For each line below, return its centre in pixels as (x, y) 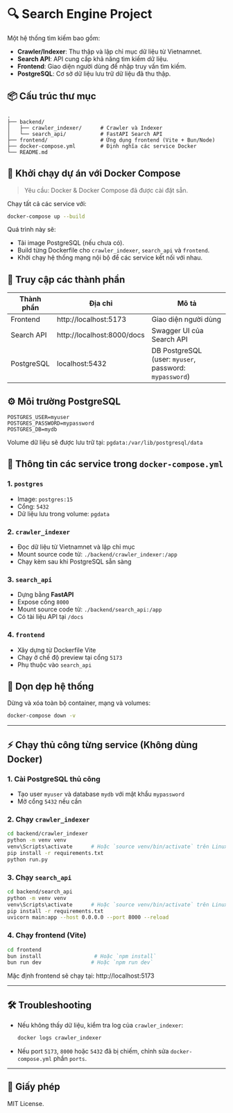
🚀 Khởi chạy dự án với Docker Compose (94, 174)
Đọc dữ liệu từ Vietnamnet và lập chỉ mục (76, 547)
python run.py (28, 859)
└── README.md (28, 152)
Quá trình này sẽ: (32, 230)
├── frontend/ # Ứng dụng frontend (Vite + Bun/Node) (111, 140)
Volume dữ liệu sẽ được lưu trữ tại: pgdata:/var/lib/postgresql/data (105, 443)
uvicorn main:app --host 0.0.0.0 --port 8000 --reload (88, 917)
